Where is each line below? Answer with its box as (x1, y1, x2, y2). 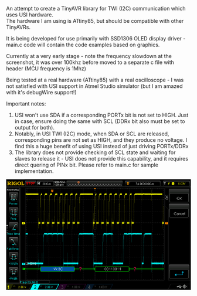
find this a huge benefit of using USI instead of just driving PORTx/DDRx (14, 143, 189, 149)
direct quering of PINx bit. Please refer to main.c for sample (14, 161, 158, 168)
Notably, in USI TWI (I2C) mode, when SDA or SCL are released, (14, 130, 169, 137)
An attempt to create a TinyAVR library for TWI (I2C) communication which (6, 5, 186, 12)
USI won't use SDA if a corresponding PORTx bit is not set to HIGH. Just (14, 111, 189, 118)
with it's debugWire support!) (6, 89, 77, 96)
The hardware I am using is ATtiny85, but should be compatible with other (6, 18, 184, 24)
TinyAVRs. (6, 23, 31, 30)
